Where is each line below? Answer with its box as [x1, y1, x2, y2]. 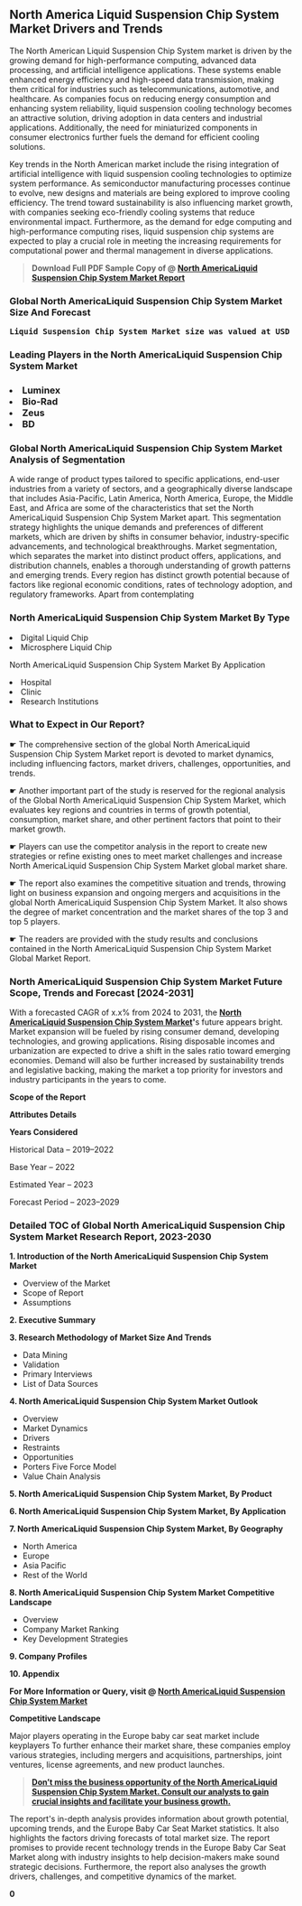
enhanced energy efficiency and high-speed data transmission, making [9, 74, 275, 85]
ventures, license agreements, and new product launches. [9, 1760, 225, 1771]
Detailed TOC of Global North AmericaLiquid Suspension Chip [9, 1219, 286, 1232]
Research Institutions [21, 695, 99, 707]
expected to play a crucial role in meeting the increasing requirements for [9, 235, 282, 246]
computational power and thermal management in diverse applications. [9, 245, 273, 256]
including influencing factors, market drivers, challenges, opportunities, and [9, 758, 291, 768]
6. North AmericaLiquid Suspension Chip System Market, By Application [9, 1506, 287, 1517]
